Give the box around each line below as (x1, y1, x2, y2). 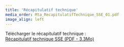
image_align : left (5, 17, 44, 22)
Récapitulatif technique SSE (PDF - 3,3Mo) (5, 36, 95, 42)
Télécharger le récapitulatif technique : (5, 31, 86, 37)
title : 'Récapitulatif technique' (5, 7, 79, 13)
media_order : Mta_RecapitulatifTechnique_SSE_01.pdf (5, 12, 119, 17)
